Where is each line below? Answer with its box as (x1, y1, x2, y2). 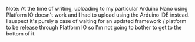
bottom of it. (6, 30, 37, 37)
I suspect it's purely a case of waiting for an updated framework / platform (6, 18, 187, 24)
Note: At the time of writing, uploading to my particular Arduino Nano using (6, 5, 188, 12)
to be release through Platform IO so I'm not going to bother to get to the (6, 24, 182, 31)
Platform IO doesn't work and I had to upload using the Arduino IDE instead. (6, 11, 190, 18)
